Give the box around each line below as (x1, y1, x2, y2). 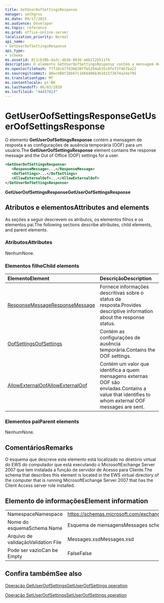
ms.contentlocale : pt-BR (5, 80, 56, 85)
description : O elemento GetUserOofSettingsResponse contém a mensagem (5, 62, 154, 67)
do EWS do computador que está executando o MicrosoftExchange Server (5, 462, 155, 468)
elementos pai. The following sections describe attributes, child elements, (5, 222, 152, 227)
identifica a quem (100, 367, 140, 374)
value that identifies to (100, 391, 151, 398)
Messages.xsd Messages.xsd (67, 536, 134, 543)
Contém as (100, 328, 125, 335)
